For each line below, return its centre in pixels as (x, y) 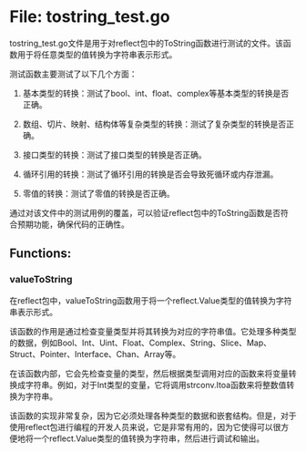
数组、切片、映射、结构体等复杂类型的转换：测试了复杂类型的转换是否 (154, 124)
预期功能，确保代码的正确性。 (73, 224)
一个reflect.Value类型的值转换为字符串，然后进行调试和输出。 (149, 438)
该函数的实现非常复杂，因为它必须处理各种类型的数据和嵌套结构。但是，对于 (153, 416)
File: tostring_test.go (90, 17)
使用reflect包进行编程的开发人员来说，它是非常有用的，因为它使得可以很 (145, 426)
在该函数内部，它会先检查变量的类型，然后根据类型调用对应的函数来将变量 (149, 373)
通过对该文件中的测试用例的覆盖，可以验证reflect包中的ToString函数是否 (145, 212)
